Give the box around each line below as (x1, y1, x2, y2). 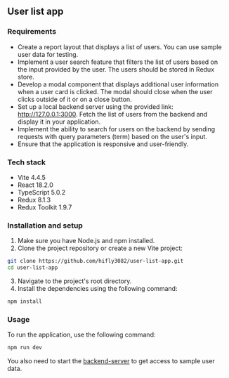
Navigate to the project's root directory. (17, 277, 132, 285)
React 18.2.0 (17, 181, 54, 189)
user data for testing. (17, 50, 79, 58)
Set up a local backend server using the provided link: (17, 102, 174, 111)
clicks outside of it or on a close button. (17, 95, 132, 103)
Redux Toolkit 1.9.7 (17, 203, 72, 211)
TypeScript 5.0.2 (17, 188, 66, 196)
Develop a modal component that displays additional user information (17, 80, 219, 89)
